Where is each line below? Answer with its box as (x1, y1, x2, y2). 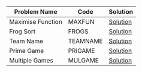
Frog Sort (9, 27, 36, 35)
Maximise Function (9, 18, 63, 26)
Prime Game (9, 47, 44, 55)
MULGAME (68, 57, 99, 64)
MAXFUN (68, 18, 95, 26)
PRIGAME (68, 47, 95, 55)
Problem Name (14, 8, 58, 15)
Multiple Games (9, 57, 54, 64)
